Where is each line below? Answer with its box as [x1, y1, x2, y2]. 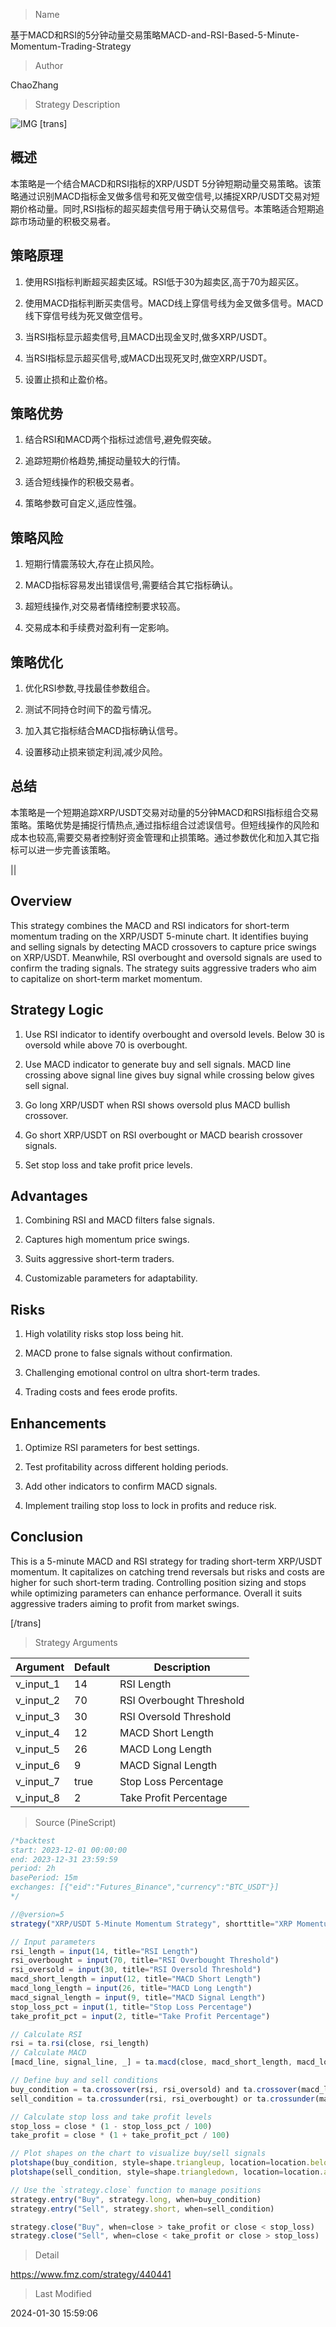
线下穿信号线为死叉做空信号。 [24, 309, 148, 321]
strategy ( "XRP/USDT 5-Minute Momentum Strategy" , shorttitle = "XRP [10, 1919, 293, 1929]
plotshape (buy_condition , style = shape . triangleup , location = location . [10, 2158, 311, 2168]
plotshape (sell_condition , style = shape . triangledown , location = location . [10, 2167, 325, 2177]
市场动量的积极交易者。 [18, 215, 116, 227]
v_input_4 [15, 1725, 61, 1739]
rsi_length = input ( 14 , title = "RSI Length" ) [10, 1946, 199, 1956]
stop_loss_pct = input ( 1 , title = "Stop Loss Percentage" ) [10, 2002, 253, 2012]
